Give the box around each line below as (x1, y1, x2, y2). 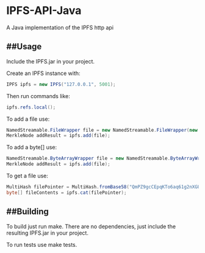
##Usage (6, 41, 42, 52)
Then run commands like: (6, 92, 70, 99)
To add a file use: (6, 115, 50, 123)
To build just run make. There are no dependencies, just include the (6, 223, 176, 230)
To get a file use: (6, 172, 49, 179)
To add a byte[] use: (6, 144, 57, 151)
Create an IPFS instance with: (6, 69, 81, 77)
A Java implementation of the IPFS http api (6, 24, 114, 31)
